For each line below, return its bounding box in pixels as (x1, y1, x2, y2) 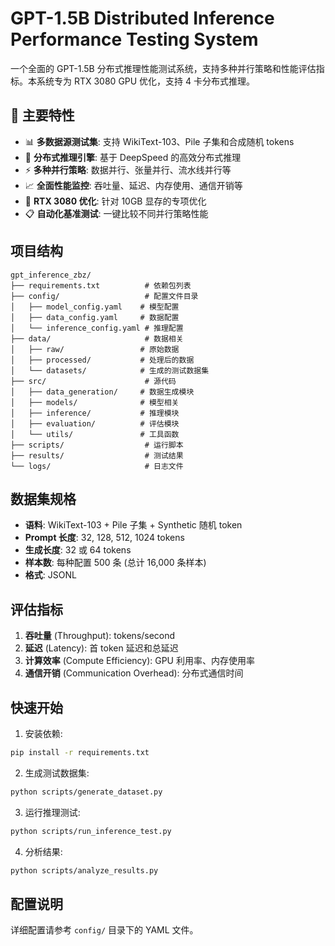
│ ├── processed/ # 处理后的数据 (10, 355, 195, 365)
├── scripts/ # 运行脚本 (10, 440, 184, 450)
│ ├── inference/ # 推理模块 (10, 408, 180, 418)
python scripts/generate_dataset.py (10, 787, 163, 797)
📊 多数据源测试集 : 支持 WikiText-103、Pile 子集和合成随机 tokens (24, 135, 295, 147)
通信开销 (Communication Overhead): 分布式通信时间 (24, 667, 244, 679)
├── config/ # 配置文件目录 (10, 291, 199, 301)
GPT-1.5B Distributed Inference (10, 7, 275, 30)
